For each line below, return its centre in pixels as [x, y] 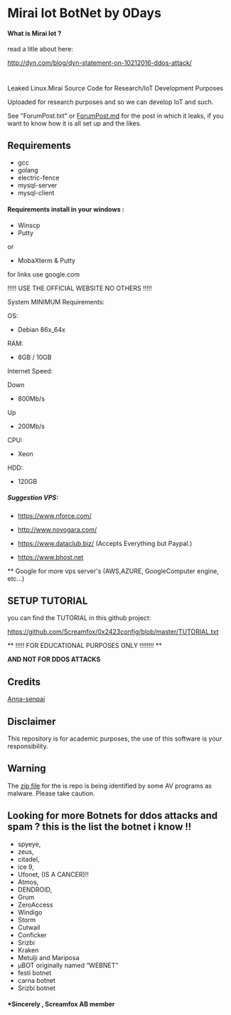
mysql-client [36, 193]
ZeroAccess [35, 905]
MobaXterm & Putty [47, 260]
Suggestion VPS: [33, 498]
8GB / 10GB [34, 357]
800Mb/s [31, 398]
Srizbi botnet [36, 988]
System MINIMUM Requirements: [56, 302]
